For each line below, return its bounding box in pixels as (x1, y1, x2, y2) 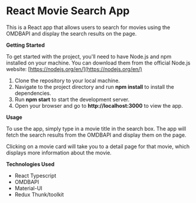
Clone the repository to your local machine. (14, 77, 120, 84)
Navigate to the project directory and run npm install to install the (14, 83, 174, 90)
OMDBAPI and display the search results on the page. (6, 30, 137, 37)
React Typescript (14, 172, 57, 179)
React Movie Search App (6, 4, 130, 18)
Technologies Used (6, 160, 55, 167)
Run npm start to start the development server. (14, 96, 130, 103)
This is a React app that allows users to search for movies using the (6, 24, 171, 31)
